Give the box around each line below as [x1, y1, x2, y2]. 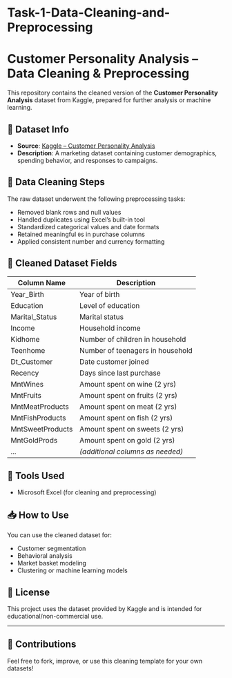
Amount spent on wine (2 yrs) [79, 379, 177, 389]
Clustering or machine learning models [17, 566, 128, 574]
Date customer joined [79, 357, 150, 367]
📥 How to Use [7, 509, 69, 521]
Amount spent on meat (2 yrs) [79, 402, 177, 411]
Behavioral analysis [17, 552, 72, 560]
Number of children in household [79, 334, 186, 344]
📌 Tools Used [7, 469, 65, 481]
